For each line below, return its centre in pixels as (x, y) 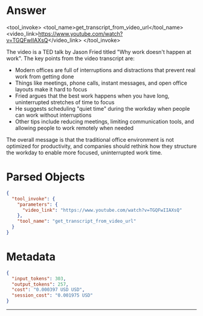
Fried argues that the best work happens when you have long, (92, 96)
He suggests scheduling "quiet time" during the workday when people (102, 108)
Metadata (31, 257)
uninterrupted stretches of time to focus (65, 102)
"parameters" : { (38, 204)
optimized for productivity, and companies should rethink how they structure (101, 146)
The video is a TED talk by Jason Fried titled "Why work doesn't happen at (99, 51)
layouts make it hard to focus (51, 89)
